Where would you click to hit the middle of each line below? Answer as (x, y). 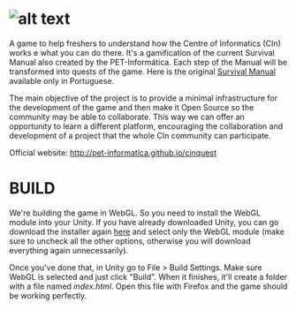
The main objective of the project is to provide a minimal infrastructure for (144, 98)
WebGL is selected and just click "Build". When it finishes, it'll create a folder (148, 276)
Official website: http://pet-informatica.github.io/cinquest (113, 152)
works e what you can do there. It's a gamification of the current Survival (142, 52)
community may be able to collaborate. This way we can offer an (127, 117)
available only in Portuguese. (62, 80)
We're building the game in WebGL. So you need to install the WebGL (135, 213)
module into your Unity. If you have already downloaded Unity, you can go (144, 222)
